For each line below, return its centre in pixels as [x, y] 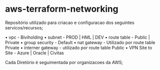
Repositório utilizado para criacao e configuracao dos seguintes [70, 23]
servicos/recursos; [24, 27]
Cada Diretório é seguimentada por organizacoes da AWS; [64, 62]
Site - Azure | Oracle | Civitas [35, 53]
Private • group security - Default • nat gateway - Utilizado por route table [80, 42]
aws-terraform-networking [62, 9]
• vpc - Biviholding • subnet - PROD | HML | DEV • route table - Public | [78, 37]
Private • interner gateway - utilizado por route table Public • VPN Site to [79, 47]
